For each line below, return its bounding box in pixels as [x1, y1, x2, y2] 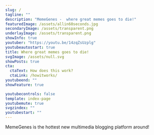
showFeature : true [5, 82, 44, 87]
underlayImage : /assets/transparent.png [5, 31, 92, 36]
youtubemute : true [5, 101, 44, 106]
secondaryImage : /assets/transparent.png [5, 26, 94, 31]
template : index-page [5, 96, 51, 101]
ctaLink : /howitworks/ [10, 73, 58, 78]
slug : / [5, 7, 22, 13]
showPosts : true [5, 59, 39, 64]
